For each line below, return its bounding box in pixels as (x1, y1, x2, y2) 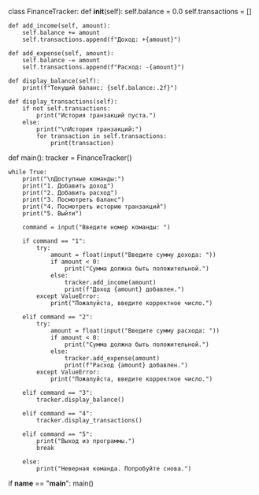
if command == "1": (22, 237, 87, 245)
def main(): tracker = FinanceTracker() (8, 153, 132, 162)
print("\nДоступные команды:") (22, 175, 125, 183)
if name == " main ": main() (8, 478, 94, 488)
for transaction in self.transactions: (36, 132, 168, 140)
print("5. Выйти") (22, 210, 83, 218)
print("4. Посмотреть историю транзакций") (22, 203, 168, 210)
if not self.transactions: (22, 105, 111, 113)
